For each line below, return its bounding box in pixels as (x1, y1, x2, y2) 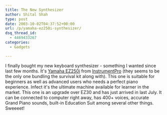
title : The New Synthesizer (5, 7, 64, 12)
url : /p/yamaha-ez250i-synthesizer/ (5, 26, 81, 31)
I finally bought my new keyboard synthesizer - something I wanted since (5, 62, 156, 68)
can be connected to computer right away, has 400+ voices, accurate (5, 94, 149, 100)
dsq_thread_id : (5, 30, 37, 35)
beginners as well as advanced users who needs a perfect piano (5, 78, 138, 84)
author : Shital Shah (5, 12, 48, 17)
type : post (5, 16, 28, 21)
